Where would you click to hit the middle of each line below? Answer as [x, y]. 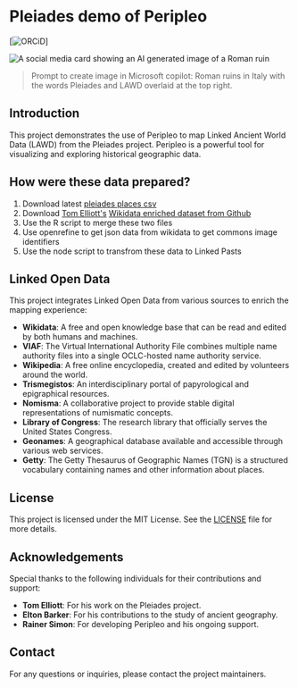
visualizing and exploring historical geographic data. [105, 154]
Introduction [45, 113]
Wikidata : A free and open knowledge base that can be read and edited [154, 327]
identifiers [41, 241]
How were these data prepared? [100, 182]
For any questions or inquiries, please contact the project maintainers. [138, 674]
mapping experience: [48, 310]
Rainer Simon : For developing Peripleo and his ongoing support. [141, 624]
